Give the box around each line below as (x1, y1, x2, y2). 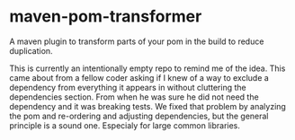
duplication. (9, 45, 53, 56)
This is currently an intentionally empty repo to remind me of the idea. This (9, 63, 286, 74)
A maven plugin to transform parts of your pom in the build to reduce (9, 36, 264, 47)
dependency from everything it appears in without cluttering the (9, 82, 246, 92)
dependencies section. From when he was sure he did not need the (9, 92, 259, 102)
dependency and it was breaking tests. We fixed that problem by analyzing (9, 101, 286, 111)
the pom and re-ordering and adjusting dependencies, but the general (9, 110, 269, 121)
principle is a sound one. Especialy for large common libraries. (9, 119, 241, 131)
